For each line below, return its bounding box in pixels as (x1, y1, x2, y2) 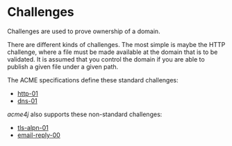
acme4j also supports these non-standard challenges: (7, 110, 163, 118)
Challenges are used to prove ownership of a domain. (7, 27, 161, 35)
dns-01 (17, 96, 38, 104)
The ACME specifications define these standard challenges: (7, 75, 179, 84)
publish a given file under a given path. (7, 62, 119, 71)
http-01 (17, 89, 38, 98)
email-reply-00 (17, 131, 60, 139)
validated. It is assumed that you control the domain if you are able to (7, 55, 205, 63)
